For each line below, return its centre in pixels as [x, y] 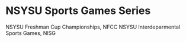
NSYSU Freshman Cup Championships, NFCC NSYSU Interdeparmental [93, 27]
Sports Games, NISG [31, 33]
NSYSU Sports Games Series [78, 11]
